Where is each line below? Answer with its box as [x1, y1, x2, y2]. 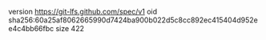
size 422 [55, 24, 84, 33]
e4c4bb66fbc [8, 24, 54, 33]
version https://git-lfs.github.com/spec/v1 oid [8, 7, 158, 16]
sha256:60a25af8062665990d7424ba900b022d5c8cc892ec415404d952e [8, 15, 258, 25]
